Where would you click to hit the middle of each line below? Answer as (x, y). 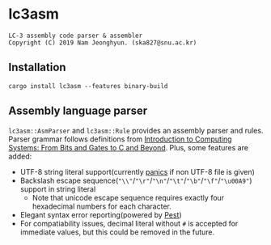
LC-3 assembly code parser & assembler (76, 36)
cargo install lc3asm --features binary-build (88, 86)
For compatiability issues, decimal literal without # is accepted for (129, 223)
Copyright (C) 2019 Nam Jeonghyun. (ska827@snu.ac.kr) (103, 42)
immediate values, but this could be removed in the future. (117, 232)
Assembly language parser (78, 111)
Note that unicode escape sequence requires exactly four (128, 197)
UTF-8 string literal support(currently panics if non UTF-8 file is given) (137, 171)
